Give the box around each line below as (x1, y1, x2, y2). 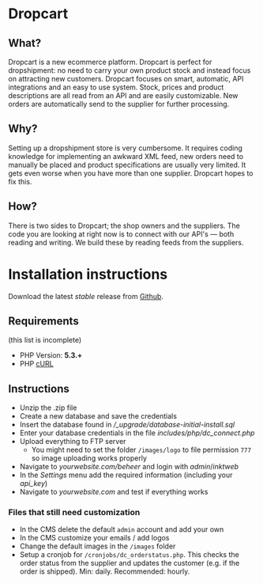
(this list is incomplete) (8, 336, 82, 345)
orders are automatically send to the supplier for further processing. (8, 100, 230, 108)
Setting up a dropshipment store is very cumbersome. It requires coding (8, 143, 243, 153)
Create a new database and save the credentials (19, 411, 178, 421)
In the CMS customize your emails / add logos (19, 533, 170, 543)
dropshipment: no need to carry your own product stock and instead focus (8, 66, 251, 75)
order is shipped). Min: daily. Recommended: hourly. (19, 567, 190, 576)
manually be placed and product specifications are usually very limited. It (8, 160, 246, 169)
